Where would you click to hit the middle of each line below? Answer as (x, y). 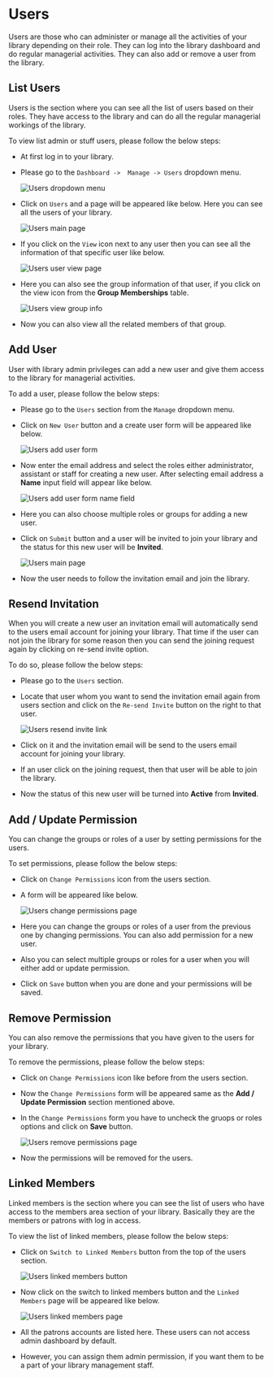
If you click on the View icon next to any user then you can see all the (135, 244)
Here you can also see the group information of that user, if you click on (141, 284)
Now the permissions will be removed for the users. (106, 1158)
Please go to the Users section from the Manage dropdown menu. (127, 409)
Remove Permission (60, 1018)
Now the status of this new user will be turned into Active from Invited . (139, 794)
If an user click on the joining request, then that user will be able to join (139, 769)
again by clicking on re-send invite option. (79, 649)
